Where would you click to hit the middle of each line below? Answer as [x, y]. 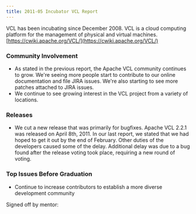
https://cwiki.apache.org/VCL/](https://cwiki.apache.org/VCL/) [83, 40]
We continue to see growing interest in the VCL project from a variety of [101, 93]
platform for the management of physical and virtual [69, 34]
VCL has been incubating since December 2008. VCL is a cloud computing [96, 28]
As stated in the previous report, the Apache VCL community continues [100, 69]
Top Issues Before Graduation [49, 174]
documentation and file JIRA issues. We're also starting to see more [96, 81]
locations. [26, 100]
